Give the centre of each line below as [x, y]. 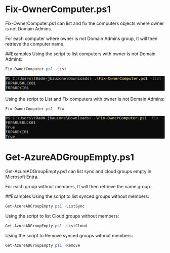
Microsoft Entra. [22, 177]
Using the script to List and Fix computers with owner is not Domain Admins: [85, 99]
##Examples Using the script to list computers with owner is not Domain [80, 54]
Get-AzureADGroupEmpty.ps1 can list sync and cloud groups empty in [78, 171]
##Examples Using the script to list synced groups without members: [77, 196]
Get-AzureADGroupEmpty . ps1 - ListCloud [46, 226]
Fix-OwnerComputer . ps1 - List [36, 69]
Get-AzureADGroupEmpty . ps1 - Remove [43, 245]
